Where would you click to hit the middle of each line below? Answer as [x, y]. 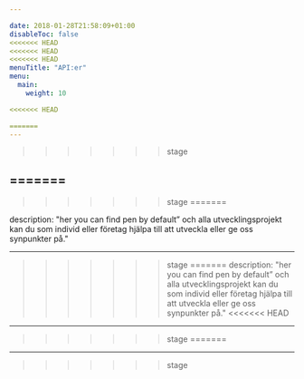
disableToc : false [44, 34]
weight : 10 [46, 93]
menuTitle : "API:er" [48, 68]
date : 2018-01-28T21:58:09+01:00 [72, 25]
